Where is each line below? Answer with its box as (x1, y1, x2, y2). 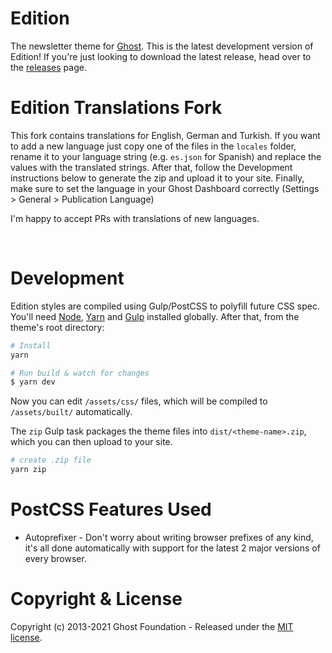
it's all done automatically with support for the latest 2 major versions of (24, 542, 321, 554)
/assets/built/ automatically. (10, 406, 133, 418)
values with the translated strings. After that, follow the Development (10, 161, 293, 173)
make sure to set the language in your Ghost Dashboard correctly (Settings (10, 182, 320, 194)
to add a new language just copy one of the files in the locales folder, (10, 140, 297, 152)
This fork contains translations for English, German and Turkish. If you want (10, 129, 321, 141)
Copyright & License (10, 588, 183, 611)
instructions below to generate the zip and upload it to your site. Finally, (10, 172, 305, 184)
